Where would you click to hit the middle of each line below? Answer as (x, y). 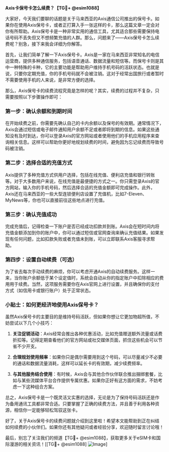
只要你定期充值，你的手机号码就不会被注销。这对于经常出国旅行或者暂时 (89, 73)
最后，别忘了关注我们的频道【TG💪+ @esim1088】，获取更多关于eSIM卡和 (81, 438)
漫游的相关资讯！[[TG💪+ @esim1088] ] (58, 444)
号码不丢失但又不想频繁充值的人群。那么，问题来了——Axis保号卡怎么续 (84, 38)
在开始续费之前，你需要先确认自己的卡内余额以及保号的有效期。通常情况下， (84, 123)
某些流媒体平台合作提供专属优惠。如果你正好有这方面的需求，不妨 (90, 380)
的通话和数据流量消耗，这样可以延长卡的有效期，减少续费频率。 (78, 364)
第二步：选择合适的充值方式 (39, 163)
